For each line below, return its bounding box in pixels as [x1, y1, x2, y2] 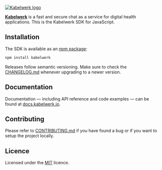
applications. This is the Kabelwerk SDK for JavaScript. [5, 19, 115, 25]
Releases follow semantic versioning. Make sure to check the [5, 64, 127, 70]
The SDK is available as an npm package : [5, 46, 88, 52]
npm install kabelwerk [5, 55, 51, 60]
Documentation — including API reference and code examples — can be [5, 96, 149, 101]
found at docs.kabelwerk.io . [5, 101, 61, 107]
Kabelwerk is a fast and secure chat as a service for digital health [5, 14, 136, 19]
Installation [5, 33, 40, 41]
